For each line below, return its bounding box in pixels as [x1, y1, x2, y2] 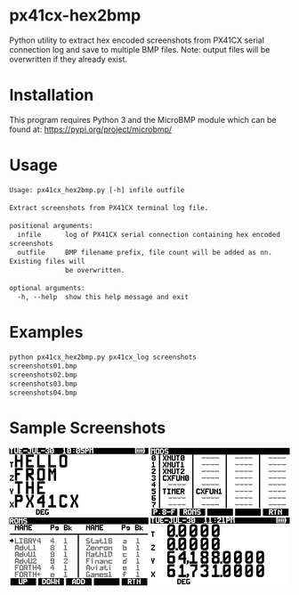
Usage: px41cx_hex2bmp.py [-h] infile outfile [9, 185, 185, 194]
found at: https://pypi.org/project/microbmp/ [9, 124, 173, 134]
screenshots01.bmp [9, 362, 77, 371]
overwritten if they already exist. [9, 53, 127, 64]
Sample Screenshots [9, 418, 166, 437]
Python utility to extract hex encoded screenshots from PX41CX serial [9, 35, 265, 45]
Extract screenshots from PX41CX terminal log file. [9, 203, 209, 212]
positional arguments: [9, 221, 93, 230]
